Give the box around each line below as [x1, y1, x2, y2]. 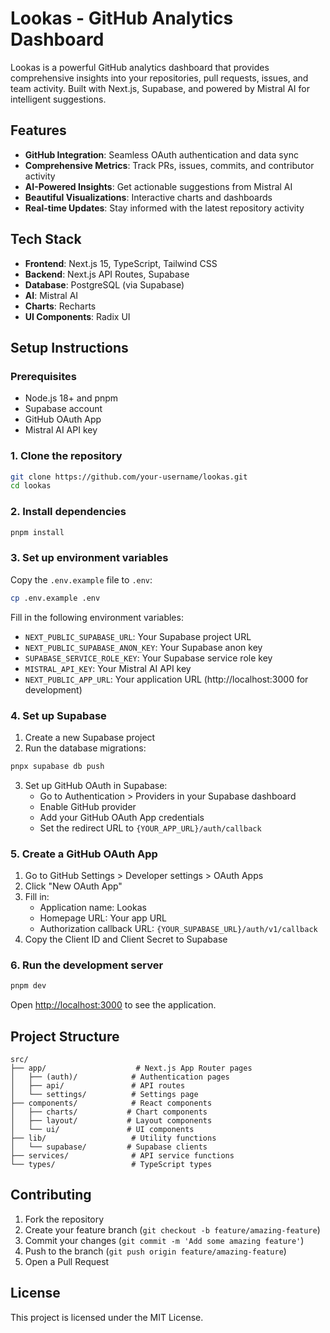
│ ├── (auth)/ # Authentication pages [10, 1072, 230, 1082]
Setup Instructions [10, 339, 129, 356]
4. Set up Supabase [10, 708, 107, 722]
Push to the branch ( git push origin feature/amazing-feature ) [24, 1245, 287, 1257]
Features [10, 122, 67, 139]
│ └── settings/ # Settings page [10, 1090, 199, 1100]
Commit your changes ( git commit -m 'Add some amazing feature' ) [24, 1234, 305, 1246]
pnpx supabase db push [10, 761, 105, 771]
